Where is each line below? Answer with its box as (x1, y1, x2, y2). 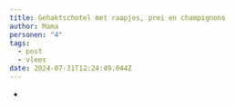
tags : (9, 38, 30, 48)
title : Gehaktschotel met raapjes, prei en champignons (9, 13, 226, 23)
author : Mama (9, 22, 59, 31)
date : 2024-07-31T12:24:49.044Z (9, 64, 132, 73)
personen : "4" (9, 30, 64, 39)
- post (17, 47, 43, 56)
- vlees (17, 55, 47, 64)
